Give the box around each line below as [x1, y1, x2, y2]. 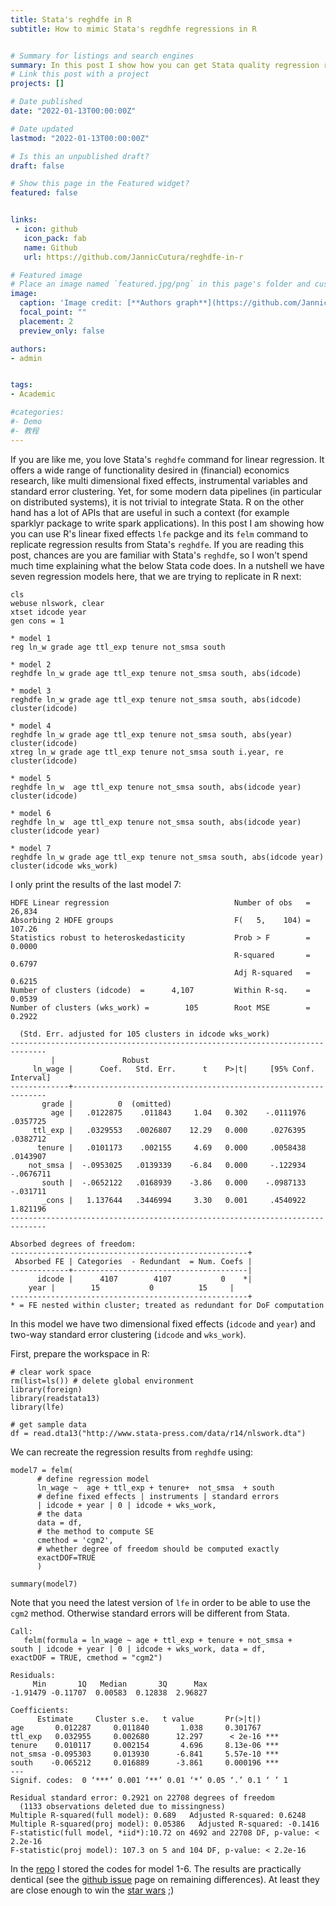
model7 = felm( [10, 1465, 74, 1475]
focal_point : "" [19, 307, 87, 317]
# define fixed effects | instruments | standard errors [36, 1491, 280, 1501]
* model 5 [10, 773, 52, 783]
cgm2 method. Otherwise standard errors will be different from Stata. [10, 1607, 290, 1619]
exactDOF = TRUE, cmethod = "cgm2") [10, 1652, 163, 1663]
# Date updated [10, 124, 74, 134]
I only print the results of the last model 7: [10, 878, 182, 890]
